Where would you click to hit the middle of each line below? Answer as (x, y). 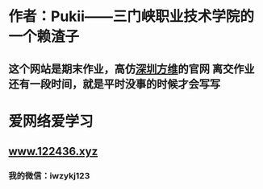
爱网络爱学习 (51, 121)
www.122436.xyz (53, 152)
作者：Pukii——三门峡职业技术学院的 (131, 16)
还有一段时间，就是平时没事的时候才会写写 (114, 84)
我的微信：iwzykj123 (49, 176)
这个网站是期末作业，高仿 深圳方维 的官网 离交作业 (131, 69)
